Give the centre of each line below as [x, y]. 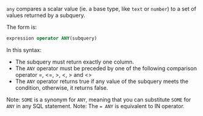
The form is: [22, 27]
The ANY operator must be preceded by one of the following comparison [106, 68]
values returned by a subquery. [46, 15]
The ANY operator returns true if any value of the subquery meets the [102, 81]
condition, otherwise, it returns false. [62, 87]
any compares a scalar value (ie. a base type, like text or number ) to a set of [101, 9]
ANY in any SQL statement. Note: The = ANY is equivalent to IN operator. [96, 106]
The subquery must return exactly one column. [75, 62]
